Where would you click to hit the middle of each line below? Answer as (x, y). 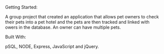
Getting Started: (22, 7)
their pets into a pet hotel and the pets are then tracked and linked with (77, 22)
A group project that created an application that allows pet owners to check (82, 17)
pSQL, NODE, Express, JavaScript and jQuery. (52, 46)
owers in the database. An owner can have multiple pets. (63, 27)
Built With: (16, 37)
